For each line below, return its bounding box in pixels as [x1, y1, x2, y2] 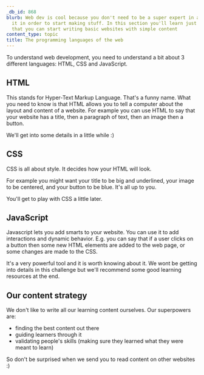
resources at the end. [6, 272, 60, 280]
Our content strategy [6, 290, 87, 300]
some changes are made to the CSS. [6, 248, 98, 255]
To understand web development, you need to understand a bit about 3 [6, 54, 185, 61]
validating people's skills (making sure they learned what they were [15, 337, 184, 345]
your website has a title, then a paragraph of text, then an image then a [6, 113, 184, 120]
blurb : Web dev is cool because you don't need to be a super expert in [6, 15, 194, 21]
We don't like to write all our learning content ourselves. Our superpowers [6, 306, 191, 314]
